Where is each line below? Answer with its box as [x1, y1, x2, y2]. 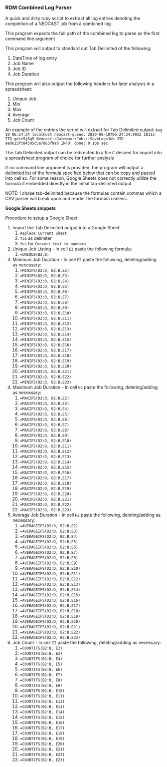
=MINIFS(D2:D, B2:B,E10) [19, 311, 72, 316]
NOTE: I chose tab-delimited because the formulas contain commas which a [5, 190, 162, 196]
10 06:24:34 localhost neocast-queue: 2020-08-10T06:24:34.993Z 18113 [5, 132, 155, 137]
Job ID [12, 66, 26, 72]
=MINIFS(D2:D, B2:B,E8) [19, 300, 70, 305]
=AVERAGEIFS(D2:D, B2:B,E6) [19, 545, 78, 550]
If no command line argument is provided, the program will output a [5, 165, 144, 171]
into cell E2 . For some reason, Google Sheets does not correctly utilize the [5, 175, 157, 181]
